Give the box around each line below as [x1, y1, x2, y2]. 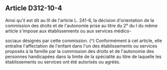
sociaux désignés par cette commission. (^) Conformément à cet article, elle [5, 37, 162, 43]
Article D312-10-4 [5, 4, 62, 12]
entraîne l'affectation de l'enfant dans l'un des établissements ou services [5, 42, 157, 49]
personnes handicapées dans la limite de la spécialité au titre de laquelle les [5, 53, 161, 59]
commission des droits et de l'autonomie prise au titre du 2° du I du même [5, 22, 158, 28]
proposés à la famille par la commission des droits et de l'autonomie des [5, 48, 154, 54]
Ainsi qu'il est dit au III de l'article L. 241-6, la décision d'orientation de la [5, 17, 154, 23]
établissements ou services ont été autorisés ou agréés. [5, 58, 121, 64]
